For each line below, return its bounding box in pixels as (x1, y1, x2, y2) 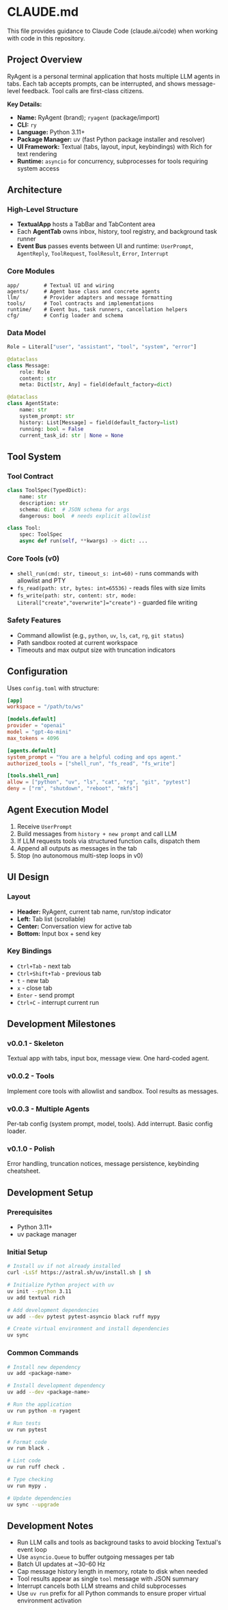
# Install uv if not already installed (7, 1263, 121, 1270)
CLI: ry (16, 121, 37, 129)
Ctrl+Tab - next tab (16, 962, 72, 970)
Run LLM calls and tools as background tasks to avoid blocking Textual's (16, 1538, 222, 1546)
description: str (19, 500, 69, 507)
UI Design (7, 871, 49, 883)
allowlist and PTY (16, 576, 66, 585)
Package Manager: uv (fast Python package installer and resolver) (16, 135, 205, 143)
